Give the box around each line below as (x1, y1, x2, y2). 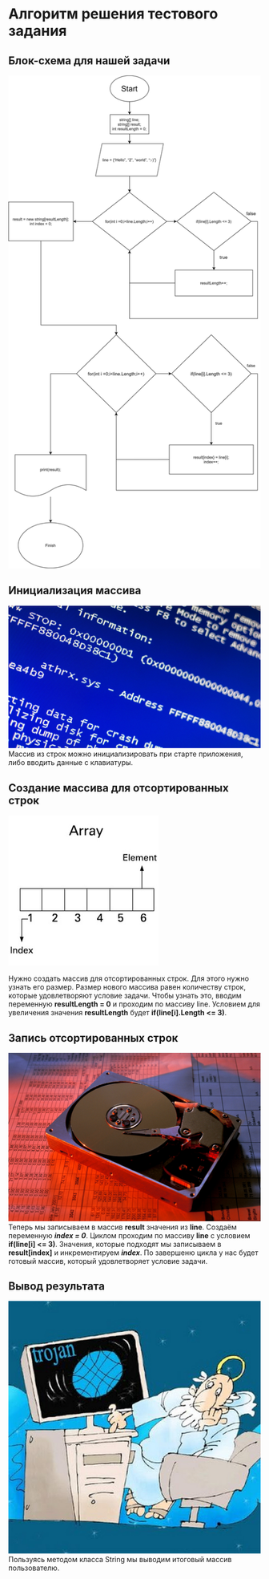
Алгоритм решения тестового (8, 5, 219, 23)
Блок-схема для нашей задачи (8, 54, 171, 67)
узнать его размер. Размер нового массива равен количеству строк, (8, 982, 247, 992)
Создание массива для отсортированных (8, 781, 230, 795)
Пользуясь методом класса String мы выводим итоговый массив (8, 1555, 232, 1565)
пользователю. (8, 1563, 60, 1573)
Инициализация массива (8, 584, 142, 597)
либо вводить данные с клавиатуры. (8, 758, 134, 767)
